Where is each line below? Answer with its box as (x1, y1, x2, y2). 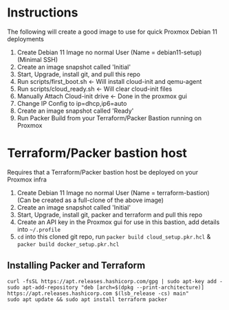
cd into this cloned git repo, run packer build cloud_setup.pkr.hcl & (17, 232, 211, 241)
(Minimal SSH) (17, 55, 58, 63)
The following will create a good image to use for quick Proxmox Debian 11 (7, 27, 218, 36)
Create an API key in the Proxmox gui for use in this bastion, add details (17, 218, 220, 226)
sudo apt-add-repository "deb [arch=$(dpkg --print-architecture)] (7, 284, 205, 291)
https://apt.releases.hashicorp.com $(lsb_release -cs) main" (7, 290, 189, 297)
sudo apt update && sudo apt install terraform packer (7, 296, 168, 303)
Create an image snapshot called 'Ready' (17, 107, 134, 115)
